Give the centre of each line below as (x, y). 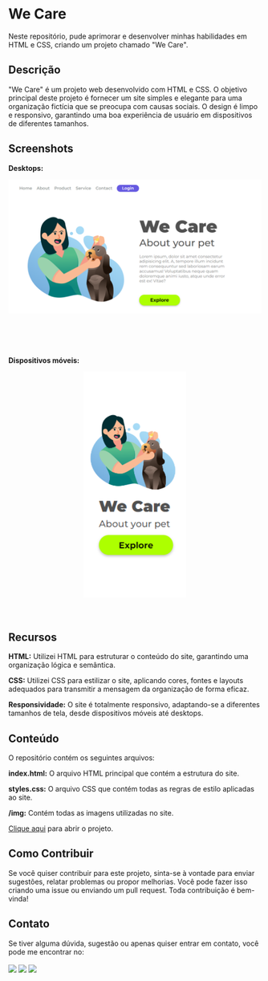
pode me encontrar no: (46, 951)
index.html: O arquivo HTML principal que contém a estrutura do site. (124, 773)
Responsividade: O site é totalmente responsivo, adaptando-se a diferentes (134, 705)
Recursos (33, 637)
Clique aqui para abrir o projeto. (61, 828)
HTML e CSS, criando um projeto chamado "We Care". (98, 44)
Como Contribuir (51, 854)
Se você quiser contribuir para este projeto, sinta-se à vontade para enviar (132, 873)
